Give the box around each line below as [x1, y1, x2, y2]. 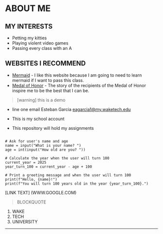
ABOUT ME [5, 3, 51, 14]
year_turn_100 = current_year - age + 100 [5, 164, 92, 169]
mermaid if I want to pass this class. [12, 77, 84, 83]
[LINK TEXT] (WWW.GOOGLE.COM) [5, 189, 77, 195]
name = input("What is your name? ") [5, 143, 81, 148]
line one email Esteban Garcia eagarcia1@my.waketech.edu [12, 106, 131, 112]
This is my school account [12, 116, 65, 122]
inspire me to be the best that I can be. [12, 88, 90, 94]
